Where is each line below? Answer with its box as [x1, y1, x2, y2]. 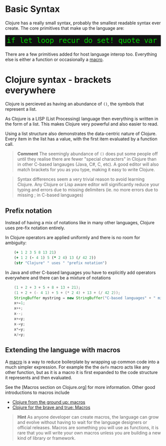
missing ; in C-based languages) [17, 192, 83, 198]
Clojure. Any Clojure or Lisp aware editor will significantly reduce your [17, 182, 160, 188]
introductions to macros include [5, 389, 70, 395]
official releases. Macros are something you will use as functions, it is [17, 425, 159, 431]
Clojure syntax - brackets [5, 74, 112, 85]
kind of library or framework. [17, 435, 76, 441]
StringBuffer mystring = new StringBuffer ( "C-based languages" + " [14, 295, 156, 301]
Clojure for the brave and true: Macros [12, 404, 90, 410]
